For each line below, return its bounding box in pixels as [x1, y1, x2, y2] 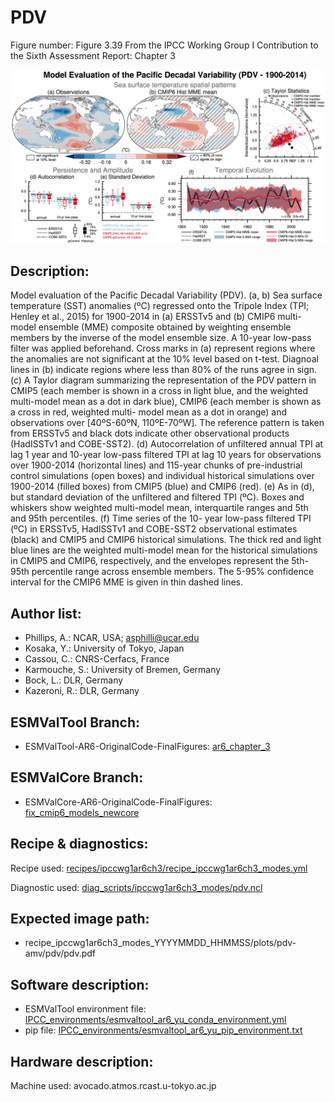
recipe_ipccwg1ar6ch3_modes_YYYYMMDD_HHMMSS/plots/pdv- [24, 937, 297, 949]
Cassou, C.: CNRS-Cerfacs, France [24, 653, 170, 665]
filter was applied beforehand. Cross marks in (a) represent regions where [10, 342, 316, 355]
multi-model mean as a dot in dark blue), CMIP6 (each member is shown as [10, 396, 322, 408]
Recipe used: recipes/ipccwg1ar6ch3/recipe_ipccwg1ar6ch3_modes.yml [10, 862, 308, 874]
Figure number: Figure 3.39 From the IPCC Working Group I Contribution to [10, 39, 319, 51]
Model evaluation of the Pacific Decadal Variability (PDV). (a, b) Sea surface [10, 289, 323, 301]
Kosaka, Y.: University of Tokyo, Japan [24, 642, 185, 655]
